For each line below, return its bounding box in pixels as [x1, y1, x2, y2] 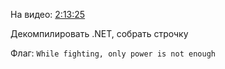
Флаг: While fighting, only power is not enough [10, 47, 216, 59]
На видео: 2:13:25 [10, 9, 86, 20]
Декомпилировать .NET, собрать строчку [10, 28, 189, 39]
